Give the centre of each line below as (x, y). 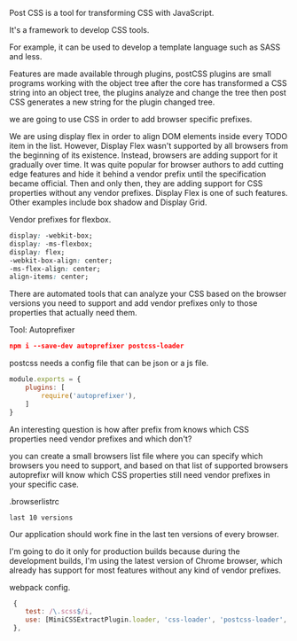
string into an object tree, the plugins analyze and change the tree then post (148, 93)
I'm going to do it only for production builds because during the (125, 551)
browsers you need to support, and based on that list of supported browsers (149, 465)
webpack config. (40, 587)
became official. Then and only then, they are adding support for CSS (136, 184)
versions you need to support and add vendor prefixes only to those (133, 303)
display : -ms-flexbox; (51, 244)
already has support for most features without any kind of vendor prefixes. (145, 570)
